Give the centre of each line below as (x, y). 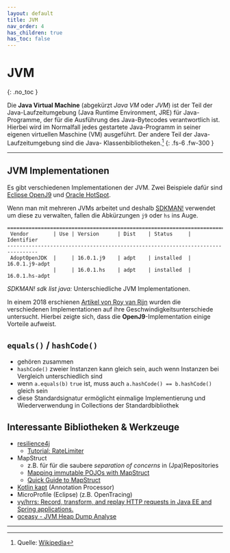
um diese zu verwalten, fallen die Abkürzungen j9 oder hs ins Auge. (103, 215)
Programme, (25, 120)
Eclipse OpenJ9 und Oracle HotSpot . (59, 195)
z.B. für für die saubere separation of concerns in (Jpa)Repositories (123, 466)
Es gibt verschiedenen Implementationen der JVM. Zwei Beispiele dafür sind (115, 187)
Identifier (23, 240)
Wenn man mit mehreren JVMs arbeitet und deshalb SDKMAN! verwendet (111, 208)
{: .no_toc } (23, 92)
